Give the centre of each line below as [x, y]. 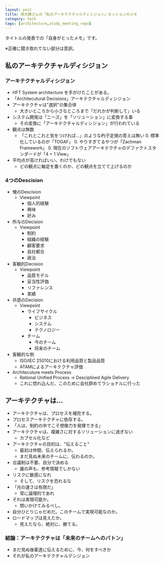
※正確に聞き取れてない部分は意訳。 [41, 49]
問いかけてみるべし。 [41, 506]
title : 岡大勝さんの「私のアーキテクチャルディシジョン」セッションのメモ [71, 14]
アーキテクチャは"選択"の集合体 [44, 104]
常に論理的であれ [37, 494]
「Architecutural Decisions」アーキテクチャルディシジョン [71, 99]
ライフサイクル [42, 311]
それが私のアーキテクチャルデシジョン [51, 556]
